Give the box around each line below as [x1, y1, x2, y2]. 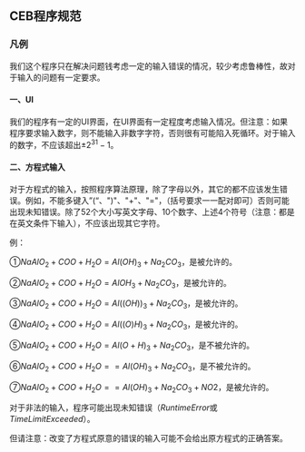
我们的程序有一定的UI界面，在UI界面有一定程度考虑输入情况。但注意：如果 [9, 116, 289, 127]
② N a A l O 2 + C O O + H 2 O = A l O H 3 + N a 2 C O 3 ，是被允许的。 [9, 277, 231, 290]
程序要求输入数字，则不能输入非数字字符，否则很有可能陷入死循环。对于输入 [9, 127, 296, 138]
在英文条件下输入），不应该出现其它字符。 [9, 217, 165, 229]
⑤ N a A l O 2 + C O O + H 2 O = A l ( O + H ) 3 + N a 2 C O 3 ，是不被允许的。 [9, 339, 255, 352]
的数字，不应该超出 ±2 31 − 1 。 [9, 137, 119, 150]
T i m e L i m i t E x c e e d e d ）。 [9, 414, 95, 425]
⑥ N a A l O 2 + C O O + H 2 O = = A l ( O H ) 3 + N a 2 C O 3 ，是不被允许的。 [9, 360, 256, 374]
